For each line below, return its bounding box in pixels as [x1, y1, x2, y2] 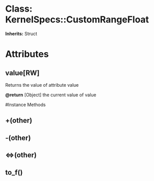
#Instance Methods [5, 101, 46, 107]
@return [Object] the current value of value [5, 92, 96, 98]
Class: [5, 3, 33, 15]
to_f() [5, 168, 23, 176]
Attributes [5, 49, 49, 60]
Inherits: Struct [5, 30, 37, 37]
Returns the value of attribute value [5, 82, 79, 88]
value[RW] [5, 68, 40, 77]
